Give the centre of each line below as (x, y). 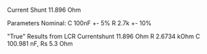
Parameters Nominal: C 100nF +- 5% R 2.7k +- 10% (80, 23)
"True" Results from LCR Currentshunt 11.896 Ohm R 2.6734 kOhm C (104, 36)
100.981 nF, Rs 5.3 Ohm (40, 43)
